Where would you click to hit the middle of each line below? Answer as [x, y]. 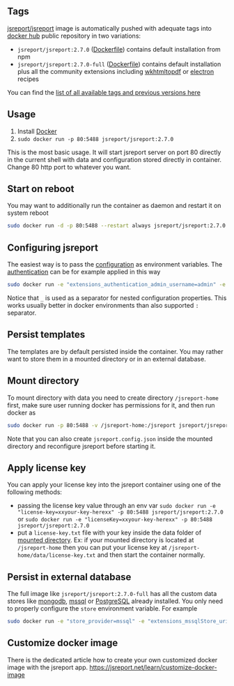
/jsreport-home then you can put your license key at [92, 548]
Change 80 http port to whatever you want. [69, 167]
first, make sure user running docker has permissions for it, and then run [111, 405]
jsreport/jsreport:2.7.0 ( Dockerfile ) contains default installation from [119, 49]
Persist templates [46, 335]
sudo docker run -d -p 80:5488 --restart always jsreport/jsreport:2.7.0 [117, 226]
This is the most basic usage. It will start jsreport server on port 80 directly [114, 152]
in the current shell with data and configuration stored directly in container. [114, 159]
